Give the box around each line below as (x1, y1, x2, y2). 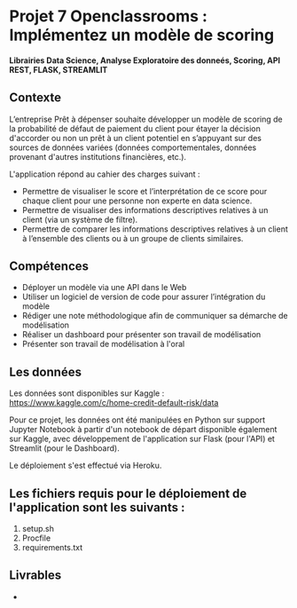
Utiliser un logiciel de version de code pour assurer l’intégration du (21, 291, 266, 303)
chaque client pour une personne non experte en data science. (21, 195, 253, 206)
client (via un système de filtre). (21, 214, 138, 225)
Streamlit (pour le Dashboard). (9, 443, 120, 454)
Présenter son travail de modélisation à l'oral (21, 339, 185, 350)
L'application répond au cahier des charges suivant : (9, 169, 201, 179)
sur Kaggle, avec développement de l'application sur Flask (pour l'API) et (9, 433, 275, 445)
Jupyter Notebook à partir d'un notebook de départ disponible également (9, 424, 277, 435)
